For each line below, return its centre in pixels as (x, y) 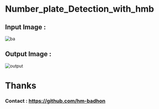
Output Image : (28, 54)
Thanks (21, 86)
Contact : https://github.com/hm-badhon (55, 101)
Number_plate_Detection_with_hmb (79, 9)
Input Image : (25, 27)
